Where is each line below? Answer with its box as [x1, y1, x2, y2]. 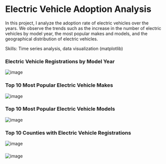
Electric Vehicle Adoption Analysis [5, 3, 152, 15]
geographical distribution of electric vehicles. [5, 36, 98, 42]
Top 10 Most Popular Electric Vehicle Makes [5, 82, 114, 89]
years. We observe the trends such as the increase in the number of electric [5, 25, 162, 31]
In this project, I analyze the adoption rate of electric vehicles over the [5, 20, 149, 26]
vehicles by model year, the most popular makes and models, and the [5, 30, 148, 36]
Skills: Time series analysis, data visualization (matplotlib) [5, 45, 123, 51]
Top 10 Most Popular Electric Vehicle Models [5, 106, 116, 113]
